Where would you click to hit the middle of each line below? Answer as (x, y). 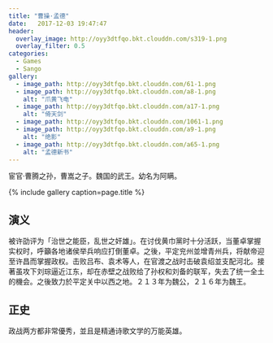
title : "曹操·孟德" (39, 16)
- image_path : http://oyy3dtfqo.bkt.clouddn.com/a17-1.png (118, 106)
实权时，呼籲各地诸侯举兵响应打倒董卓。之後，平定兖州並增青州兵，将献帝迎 (136, 251)
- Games (29, 62)
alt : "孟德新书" (48, 152)
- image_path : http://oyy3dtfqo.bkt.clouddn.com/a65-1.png (118, 144)
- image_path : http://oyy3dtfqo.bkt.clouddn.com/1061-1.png (119, 122)
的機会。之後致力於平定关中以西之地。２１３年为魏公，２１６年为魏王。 (129, 282)
